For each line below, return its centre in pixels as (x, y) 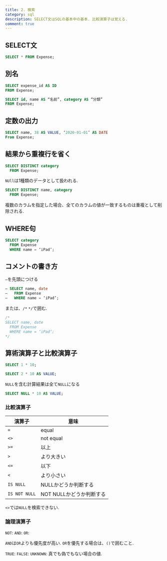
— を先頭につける (22, 279)
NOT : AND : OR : (17, 533)
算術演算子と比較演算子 (41, 353)
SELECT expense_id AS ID (31, 85)
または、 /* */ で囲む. (26, 308)
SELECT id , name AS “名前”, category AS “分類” (54, 99)
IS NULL (17, 485)
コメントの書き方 (31, 266)
